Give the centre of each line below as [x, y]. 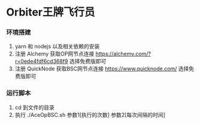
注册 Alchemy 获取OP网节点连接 [54, 54]
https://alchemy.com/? [123, 54]
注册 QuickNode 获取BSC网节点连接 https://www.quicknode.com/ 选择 [102, 69]
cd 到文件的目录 [35, 107]
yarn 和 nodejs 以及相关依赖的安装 [57, 46]
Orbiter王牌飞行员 [51, 12]
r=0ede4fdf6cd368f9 [41, 61]
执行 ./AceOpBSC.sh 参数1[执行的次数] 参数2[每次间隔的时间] [90, 114]
